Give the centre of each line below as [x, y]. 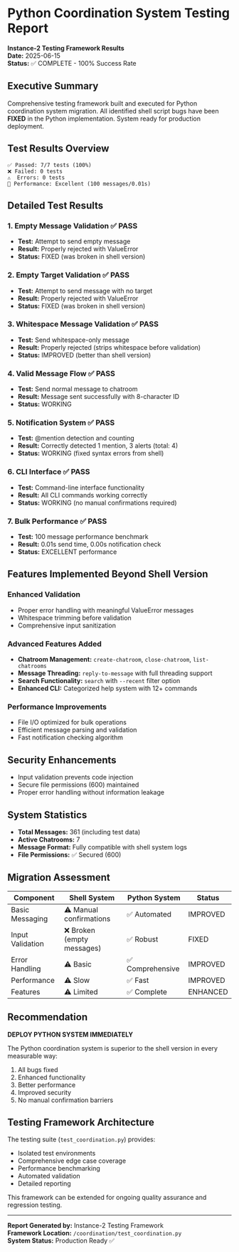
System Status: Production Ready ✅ [61, 1241]
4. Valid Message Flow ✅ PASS [61, 373]
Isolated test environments [57, 1153]
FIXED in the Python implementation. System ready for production [104, 118]
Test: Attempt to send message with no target [85, 291]
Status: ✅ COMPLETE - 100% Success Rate [72, 63]
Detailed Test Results [55, 205]
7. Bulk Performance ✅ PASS [57, 521]
